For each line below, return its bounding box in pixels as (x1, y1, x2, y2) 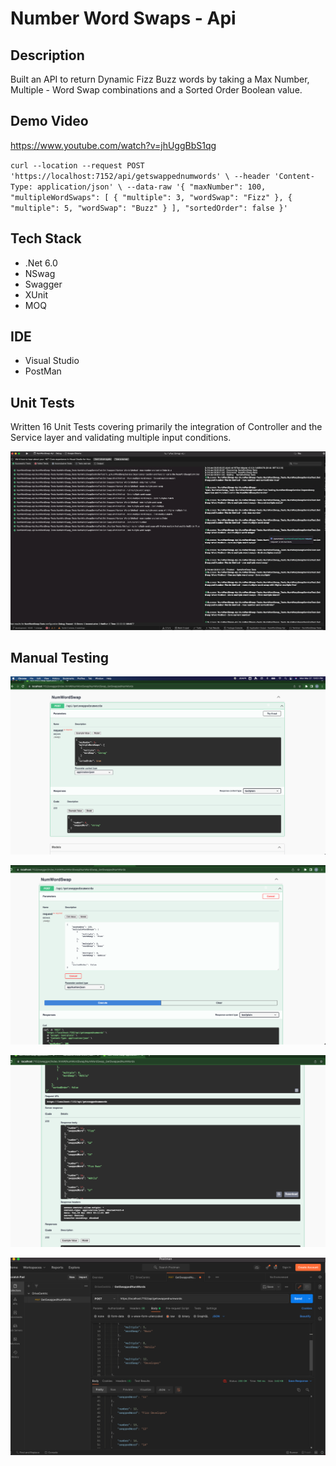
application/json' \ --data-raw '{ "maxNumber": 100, (36, 182, 267, 192)
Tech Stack (10, 230, 82, 247)
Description (10, 47, 85, 64)
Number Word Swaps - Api (10, 7, 237, 30)
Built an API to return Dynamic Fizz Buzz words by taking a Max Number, (10, 73, 310, 85)
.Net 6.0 (24, 257, 58, 269)
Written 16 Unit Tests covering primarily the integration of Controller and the (10, 421, 323, 433)
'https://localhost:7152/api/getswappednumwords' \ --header (10, 171, 271, 181)
